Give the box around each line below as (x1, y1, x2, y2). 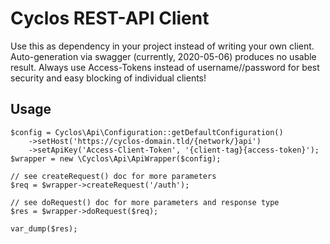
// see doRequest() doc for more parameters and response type (10, 197, 280, 207)
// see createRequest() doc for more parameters (10, 171, 217, 181)
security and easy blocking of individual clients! (10, 72, 207, 84)
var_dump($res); (10, 223, 78, 234)
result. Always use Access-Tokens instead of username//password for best (10, 61, 320, 73)
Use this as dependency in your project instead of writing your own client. (10, 40, 315, 52)
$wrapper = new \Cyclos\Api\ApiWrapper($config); (10, 153, 222, 164)
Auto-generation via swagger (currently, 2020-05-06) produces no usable (10, 50, 317, 62)
